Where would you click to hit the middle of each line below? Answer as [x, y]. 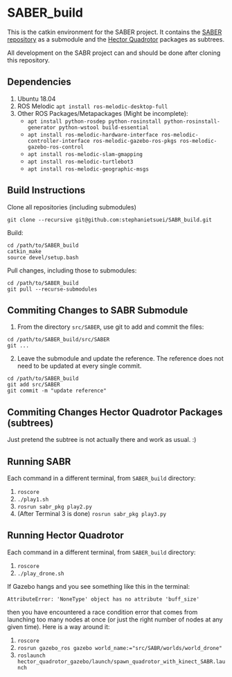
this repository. [29, 60]
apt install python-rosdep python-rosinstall [94, 121]
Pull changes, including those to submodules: [72, 270]
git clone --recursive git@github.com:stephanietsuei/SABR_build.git [110, 220]
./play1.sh [33, 499]
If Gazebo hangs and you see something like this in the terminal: [99, 586]
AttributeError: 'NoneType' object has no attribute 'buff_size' [103, 599]
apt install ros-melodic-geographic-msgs [88, 169]
